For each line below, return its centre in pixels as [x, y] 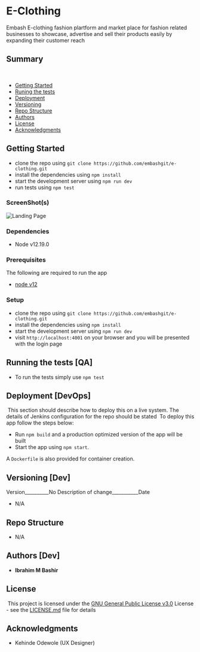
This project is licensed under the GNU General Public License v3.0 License [101, 604]
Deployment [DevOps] [49, 395]
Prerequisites [26, 260]
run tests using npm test [44, 187]
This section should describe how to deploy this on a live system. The [93, 410]
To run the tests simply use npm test [59, 377]
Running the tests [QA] [50, 363]
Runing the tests [35, 92]
